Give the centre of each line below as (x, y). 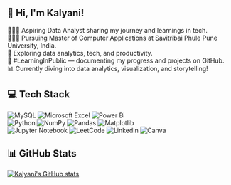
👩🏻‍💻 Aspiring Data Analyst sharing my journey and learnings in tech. (108, 30)
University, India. (32, 45)
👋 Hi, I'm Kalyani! (46, 13)
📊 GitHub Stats (42, 154)
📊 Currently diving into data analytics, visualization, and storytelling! (108, 68)
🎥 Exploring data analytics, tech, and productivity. (80, 53)
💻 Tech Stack (39, 94)
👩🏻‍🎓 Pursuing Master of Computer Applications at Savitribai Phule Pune (113, 38)
